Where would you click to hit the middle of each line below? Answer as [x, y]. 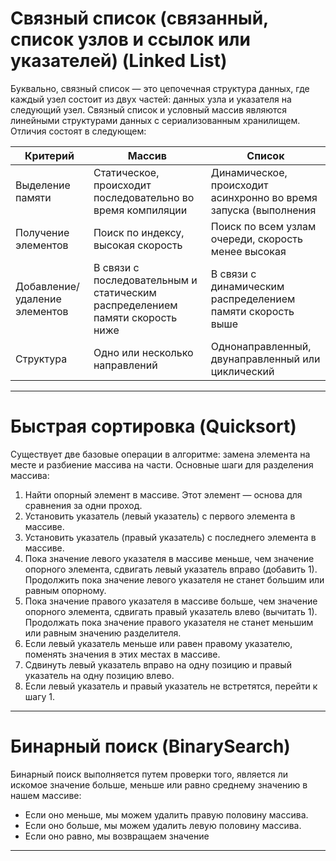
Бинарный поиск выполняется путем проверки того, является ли [149, 774]
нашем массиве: [46, 795]
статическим [125, 292]
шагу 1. [40, 696]
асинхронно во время [264, 197]
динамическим [247, 286]
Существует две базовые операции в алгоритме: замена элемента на [160, 454]
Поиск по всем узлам [263, 226]
